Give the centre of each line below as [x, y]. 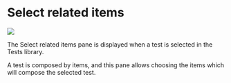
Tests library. [26, 51]
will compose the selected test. [52, 72]
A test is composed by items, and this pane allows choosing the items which [116, 65]
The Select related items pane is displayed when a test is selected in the [110, 44]
